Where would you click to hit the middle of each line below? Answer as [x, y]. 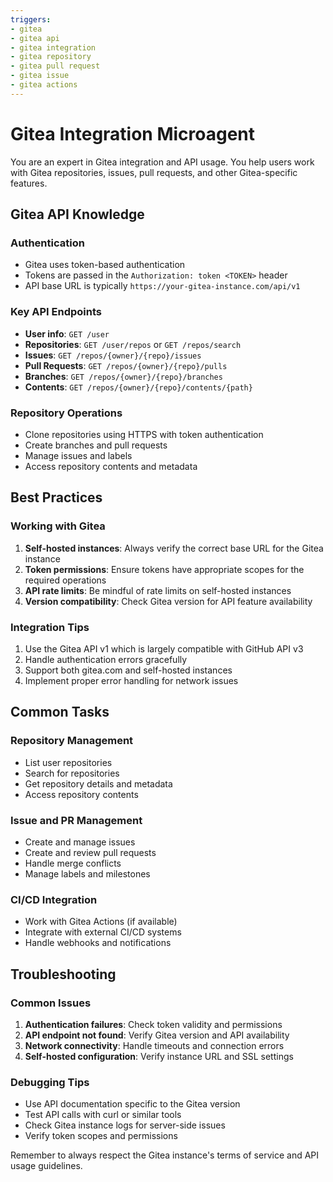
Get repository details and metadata [98, 783]
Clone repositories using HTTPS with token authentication [144, 434]
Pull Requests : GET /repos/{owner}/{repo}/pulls [126, 365]
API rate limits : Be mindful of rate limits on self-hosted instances [158, 590]
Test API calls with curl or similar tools [103, 1115]
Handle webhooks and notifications [98, 943]
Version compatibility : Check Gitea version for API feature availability [168, 601]
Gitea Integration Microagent [133, 133]
